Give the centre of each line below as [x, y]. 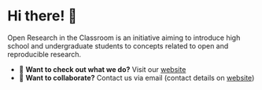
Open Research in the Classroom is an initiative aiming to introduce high [124, 38]
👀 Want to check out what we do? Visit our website [102, 69]
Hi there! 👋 [42, 16]
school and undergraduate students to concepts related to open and [118, 45]
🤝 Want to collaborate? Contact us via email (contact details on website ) [137, 77]
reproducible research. [44, 54]
